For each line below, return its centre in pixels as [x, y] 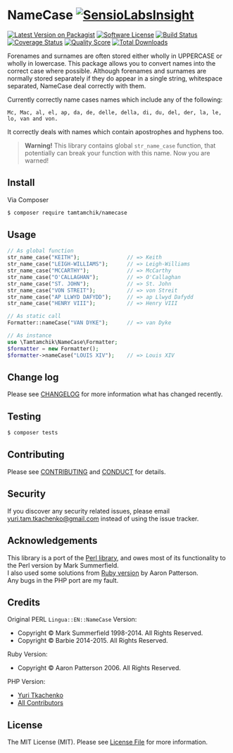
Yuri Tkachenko [40, 695]
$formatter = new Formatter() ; [53, 349]
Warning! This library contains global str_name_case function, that [120, 146]
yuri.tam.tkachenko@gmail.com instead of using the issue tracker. [103, 518]
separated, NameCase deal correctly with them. [77, 85]
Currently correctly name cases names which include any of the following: [115, 100]
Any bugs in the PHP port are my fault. [63, 580]
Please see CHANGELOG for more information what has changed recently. [115, 394]
